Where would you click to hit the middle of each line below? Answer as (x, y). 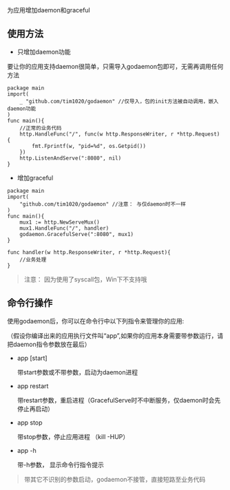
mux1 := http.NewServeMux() (60, 222)
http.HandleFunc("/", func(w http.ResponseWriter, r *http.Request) (120, 134)
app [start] (32, 358)
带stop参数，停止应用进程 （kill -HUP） (73, 436)
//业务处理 (33, 259)
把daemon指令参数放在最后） (49, 344)
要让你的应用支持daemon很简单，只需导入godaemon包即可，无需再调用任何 (115, 66)
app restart (33, 386)
